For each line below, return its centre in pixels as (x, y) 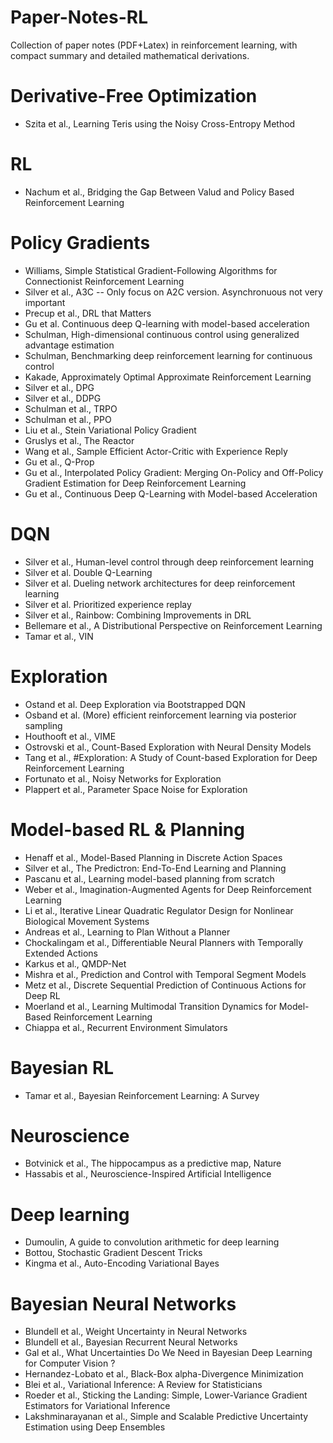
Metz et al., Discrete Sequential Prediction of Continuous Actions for (165, 985)
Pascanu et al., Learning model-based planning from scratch (149, 878)
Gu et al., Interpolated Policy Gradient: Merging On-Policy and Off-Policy (174, 472)
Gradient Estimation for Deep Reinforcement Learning (135, 483)
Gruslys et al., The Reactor (79, 440)
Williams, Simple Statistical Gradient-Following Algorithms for (151, 270)
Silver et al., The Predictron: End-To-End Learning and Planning (155, 868)
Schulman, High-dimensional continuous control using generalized (162, 334)
